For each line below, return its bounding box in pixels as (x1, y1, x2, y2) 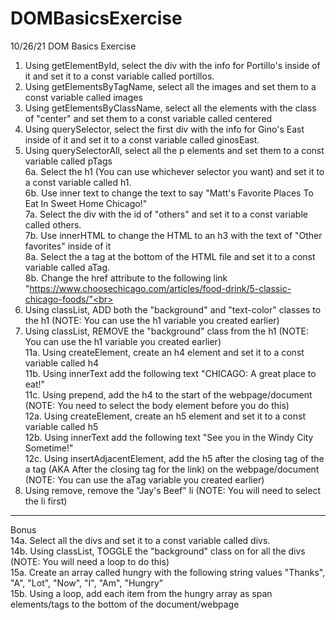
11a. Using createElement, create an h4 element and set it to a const (24, 346, 305, 358)
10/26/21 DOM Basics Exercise (10, 40, 137, 52)
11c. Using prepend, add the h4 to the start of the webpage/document (24, 388, 313, 401)
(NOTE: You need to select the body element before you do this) (24, 399, 290, 411)
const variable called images (24, 91, 143, 103)
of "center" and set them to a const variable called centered (24, 112, 273, 124)
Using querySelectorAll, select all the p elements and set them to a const (24, 144, 325, 156)
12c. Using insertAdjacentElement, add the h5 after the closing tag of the (24, 452, 325, 464)
